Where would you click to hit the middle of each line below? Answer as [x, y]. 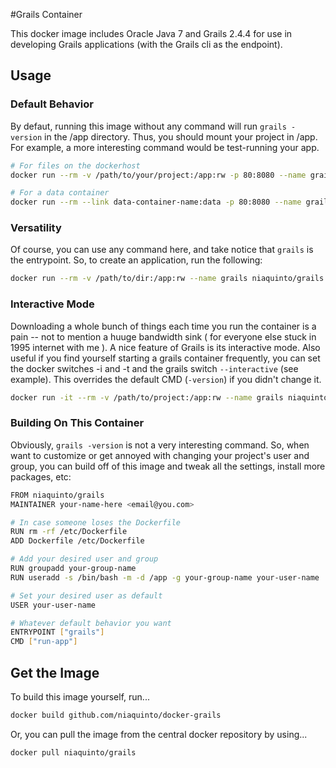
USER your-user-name [53, 605]
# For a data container [60, 193]
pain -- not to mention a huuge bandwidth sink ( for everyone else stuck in [163, 336]
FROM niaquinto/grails [57, 495]
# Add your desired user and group [84, 559]
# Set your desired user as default [86, 595]
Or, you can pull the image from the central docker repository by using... [159, 734]
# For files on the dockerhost [75, 165]
